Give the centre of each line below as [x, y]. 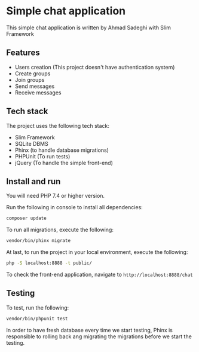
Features [23, 53]
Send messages [35, 86]
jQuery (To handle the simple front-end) [64, 163]
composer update [26, 218]
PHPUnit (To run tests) [42, 156]
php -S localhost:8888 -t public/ [49, 263]
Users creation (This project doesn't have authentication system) [95, 67]
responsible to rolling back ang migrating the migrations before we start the [99, 336]
